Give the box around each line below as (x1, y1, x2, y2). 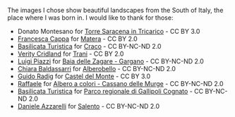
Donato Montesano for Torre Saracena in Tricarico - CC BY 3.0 (17, 27, 200, 35)
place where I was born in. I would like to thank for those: (7, 13, 174, 22)
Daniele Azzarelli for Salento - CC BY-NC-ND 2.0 (17, 102, 160, 110)
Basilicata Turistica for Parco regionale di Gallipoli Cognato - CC (17, 87, 203, 95)
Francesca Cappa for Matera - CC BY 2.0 (17, 35, 138, 43)
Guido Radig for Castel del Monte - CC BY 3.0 (17, 72, 151, 80)
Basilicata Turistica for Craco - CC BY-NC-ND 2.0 (17, 42, 162, 50)
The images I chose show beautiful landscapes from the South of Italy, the (7, 6, 224, 14)
